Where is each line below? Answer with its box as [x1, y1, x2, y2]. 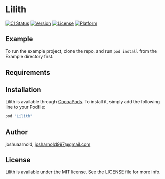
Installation [5, 85, 41, 94]
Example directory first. [5, 53, 54, 59]
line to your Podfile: [5, 104, 46, 110]
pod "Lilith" [5, 113, 33, 119]
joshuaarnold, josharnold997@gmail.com [5, 141, 91, 147]
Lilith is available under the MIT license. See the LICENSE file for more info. [5, 169, 161, 175]
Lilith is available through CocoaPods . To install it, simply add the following [5, 98, 160, 104]
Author [5, 128, 28, 137]
